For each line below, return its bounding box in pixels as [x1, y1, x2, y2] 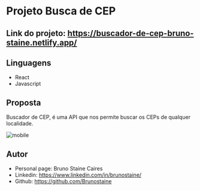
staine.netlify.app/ [6, 37, 77, 47]
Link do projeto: [6, 28, 66, 38]
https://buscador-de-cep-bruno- [67, 28, 194, 38]
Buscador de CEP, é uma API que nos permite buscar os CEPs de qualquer [6, 114, 190, 121]
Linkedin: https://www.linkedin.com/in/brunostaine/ [14, 171, 142, 178]
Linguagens [6, 58, 51, 68]
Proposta [6, 97, 41, 108]
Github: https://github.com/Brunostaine [14, 178, 112, 185]
